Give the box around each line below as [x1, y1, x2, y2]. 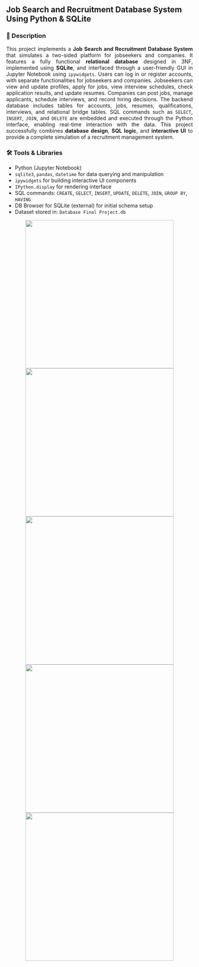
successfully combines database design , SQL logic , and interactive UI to [6, 127, 193, 134]
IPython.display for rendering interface [14, 183, 112, 190]
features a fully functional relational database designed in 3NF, [6, 57, 193, 65]
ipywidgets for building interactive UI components [14, 177, 137, 184]
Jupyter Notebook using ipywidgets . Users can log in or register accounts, [6, 71, 193, 78]
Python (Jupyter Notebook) [14, 164, 82, 171]
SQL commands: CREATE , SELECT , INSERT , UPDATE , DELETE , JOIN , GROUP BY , [14, 189, 188, 196]
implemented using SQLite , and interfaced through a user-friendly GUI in [6, 64, 193, 71]
